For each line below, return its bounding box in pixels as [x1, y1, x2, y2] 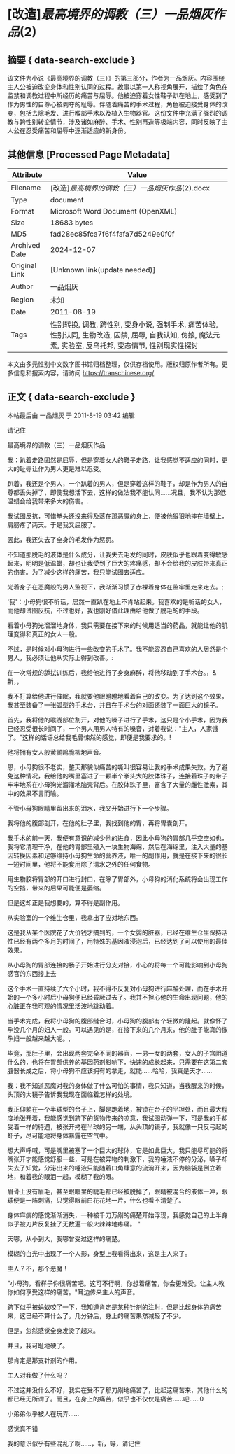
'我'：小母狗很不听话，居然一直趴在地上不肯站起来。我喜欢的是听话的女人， [7, 597, 226, 606]
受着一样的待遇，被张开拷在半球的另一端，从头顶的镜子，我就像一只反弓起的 [7, 1122, 228, 1131]
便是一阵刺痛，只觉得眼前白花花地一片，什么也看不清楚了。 [13, 1196, 185, 1204]
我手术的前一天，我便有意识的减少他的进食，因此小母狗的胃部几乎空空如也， [7, 834, 228, 842]
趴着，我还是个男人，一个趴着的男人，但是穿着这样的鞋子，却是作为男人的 [7, 479, 222, 487]
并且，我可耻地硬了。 [7, 1341, 69, 1350]
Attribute [11, 169, 43, 179]
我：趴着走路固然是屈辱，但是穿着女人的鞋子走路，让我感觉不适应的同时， [7, 456, 222, 464]
